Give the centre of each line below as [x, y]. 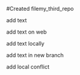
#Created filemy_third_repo [40, 9]
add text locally [25, 43]
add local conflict [28, 67]
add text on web [27, 32]
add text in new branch [35, 55]
